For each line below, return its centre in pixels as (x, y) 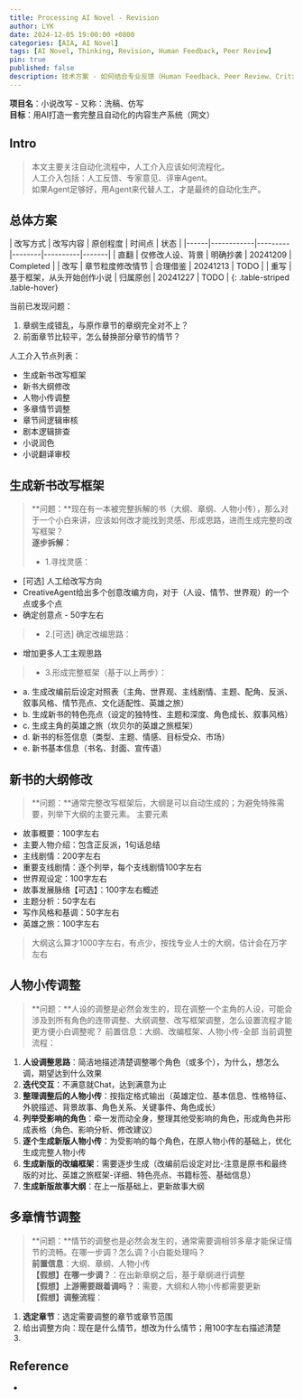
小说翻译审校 (46, 454)
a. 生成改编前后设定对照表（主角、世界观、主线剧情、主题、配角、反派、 (157, 692)
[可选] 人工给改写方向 (62, 581)
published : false (42, 69)
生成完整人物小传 (54, 1152)
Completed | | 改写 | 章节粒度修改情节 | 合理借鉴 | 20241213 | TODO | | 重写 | (151, 266)
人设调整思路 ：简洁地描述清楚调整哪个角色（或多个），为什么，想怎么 (151, 1061)
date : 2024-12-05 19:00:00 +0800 (72, 34)
